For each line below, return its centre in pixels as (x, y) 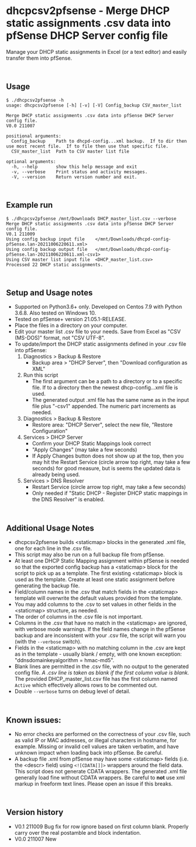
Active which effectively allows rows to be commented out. (86, 685)
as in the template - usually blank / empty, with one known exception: (98, 654)
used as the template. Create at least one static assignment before (95, 580)
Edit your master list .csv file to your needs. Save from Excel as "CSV (98, 332)
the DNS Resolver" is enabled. (68, 500)
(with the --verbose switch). (48, 642)
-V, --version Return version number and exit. (74, 177)
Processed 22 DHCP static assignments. (55, 264)
